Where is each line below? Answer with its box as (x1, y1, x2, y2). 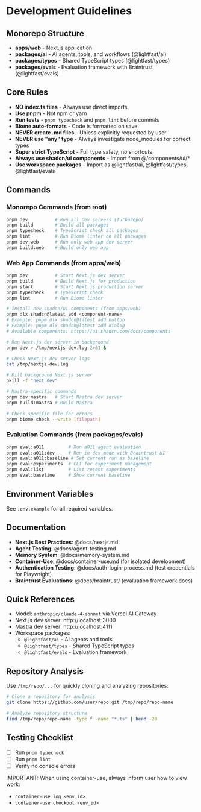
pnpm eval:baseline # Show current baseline (6, 472, 131, 479)
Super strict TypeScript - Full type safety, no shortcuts (14, 148, 152, 155)
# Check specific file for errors (6, 411, 93, 417)
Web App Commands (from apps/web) (6, 259, 122, 267)
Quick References (6, 594, 75, 604)
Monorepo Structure (6, 28, 84, 39)
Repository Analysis (6, 666, 84, 676)
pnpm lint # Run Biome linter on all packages (6, 233, 147, 239)
